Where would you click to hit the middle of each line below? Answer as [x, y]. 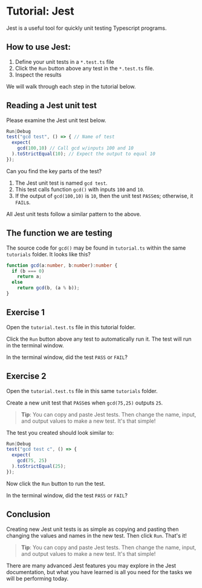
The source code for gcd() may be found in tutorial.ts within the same [96, 248]
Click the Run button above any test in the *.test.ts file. [84, 68]
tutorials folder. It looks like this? [48, 254]
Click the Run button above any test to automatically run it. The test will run [99, 339]
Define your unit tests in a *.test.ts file [64, 61]
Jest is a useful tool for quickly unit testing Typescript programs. [86, 28]
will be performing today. [37, 578]
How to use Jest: [39, 47]
